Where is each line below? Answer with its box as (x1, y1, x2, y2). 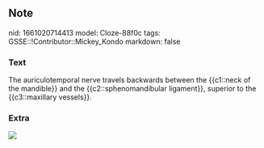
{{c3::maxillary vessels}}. (8, 92, 93, 102)
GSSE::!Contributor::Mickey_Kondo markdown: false (8, 36, 181, 46)
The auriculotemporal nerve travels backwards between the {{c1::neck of (8, 75, 251, 85)
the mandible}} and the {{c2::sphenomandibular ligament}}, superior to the (8, 84, 257, 94)
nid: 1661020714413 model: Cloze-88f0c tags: (8, 27, 161, 37)
